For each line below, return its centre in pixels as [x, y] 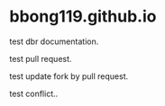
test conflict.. [34, 93]
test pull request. [41, 58]
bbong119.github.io [83, 17]
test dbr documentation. [54, 41]
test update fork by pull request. [69, 76]
